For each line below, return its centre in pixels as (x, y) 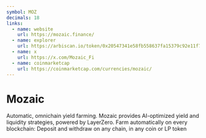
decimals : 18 (23, 18)
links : (15, 23)
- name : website (32, 29)
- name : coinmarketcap (41, 63)
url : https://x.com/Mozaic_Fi (56, 57)
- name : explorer (34, 40)
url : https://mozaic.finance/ (56, 35)
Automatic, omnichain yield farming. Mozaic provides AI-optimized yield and (103, 116)
